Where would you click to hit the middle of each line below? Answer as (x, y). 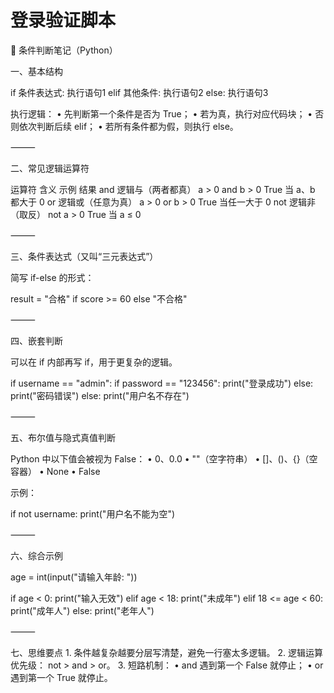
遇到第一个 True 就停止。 (61, 677)
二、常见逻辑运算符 (50, 168)
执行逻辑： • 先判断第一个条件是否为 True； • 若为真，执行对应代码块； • (161, 113)
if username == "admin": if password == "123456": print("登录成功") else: (162, 383)
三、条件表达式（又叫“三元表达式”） (84, 256)
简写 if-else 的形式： (52, 277)
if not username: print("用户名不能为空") (93, 513)
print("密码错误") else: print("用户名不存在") (100, 395)
